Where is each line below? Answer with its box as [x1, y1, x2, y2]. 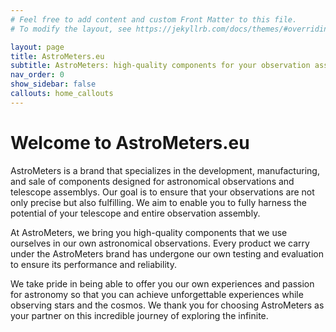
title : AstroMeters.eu [10, 51, 105, 61]
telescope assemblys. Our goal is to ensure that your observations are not [10, 186, 315, 198]
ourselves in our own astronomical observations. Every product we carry [10, 237, 310, 249]
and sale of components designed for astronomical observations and [10, 175, 295, 187]
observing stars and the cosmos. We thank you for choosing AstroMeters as [10, 299, 325, 311]
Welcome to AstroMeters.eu [10, 131, 250, 154]
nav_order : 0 [10, 70, 65, 80]
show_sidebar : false [10, 79, 97, 90]
